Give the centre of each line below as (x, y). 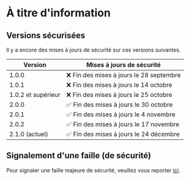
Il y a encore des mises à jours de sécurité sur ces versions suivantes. (93, 50)
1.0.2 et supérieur (35, 95)
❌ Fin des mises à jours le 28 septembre (124, 75)
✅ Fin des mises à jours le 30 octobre (120, 105)
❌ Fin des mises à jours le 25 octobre (119, 95)
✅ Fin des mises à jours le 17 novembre (123, 124)
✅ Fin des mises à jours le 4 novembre (121, 114)
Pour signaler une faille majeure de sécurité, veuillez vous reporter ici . (93, 170)
